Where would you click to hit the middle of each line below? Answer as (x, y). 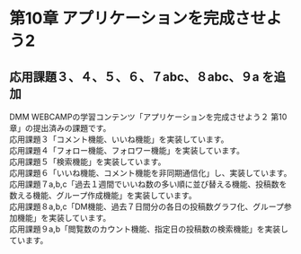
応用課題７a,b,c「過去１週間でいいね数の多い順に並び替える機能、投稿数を (148, 184)
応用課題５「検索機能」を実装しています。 (88, 162)
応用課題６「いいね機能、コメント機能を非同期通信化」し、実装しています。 (150, 173)
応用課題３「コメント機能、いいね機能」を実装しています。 (119, 139)
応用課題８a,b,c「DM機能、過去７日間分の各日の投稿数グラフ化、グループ (147, 206)
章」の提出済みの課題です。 (60, 128)
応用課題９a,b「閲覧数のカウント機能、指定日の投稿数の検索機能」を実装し (149, 229)
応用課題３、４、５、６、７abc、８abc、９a (134, 77)
